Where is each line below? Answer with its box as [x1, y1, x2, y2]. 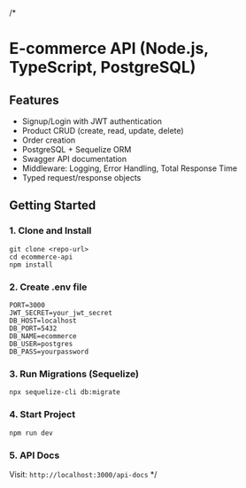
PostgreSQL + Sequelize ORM [21, 144, 132, 154]
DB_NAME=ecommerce [9, 331, 77, 340]
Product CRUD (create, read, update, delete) [21, 126, 184, 136]
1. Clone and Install [9, 225, 92, 237]
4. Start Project [9, 408, 76, 421]
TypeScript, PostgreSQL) [9, 58, 196, 78]
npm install [9, 260, 53, 269]
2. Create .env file [9, 281, 88, 293]
